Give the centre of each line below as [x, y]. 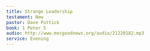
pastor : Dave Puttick [33, 22]
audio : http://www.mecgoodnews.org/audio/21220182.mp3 [75, 33]
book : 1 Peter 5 [26, 28]
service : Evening [28, 39]
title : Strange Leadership [39, 11]
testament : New [25, 17]
